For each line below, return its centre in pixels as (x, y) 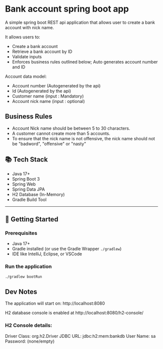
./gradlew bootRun (24, 277)
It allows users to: (23, 37)
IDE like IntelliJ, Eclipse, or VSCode (47, 254)
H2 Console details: (29, 325)
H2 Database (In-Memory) (38, 194)
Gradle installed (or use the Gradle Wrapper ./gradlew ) (67, 249)
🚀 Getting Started (32, 219)
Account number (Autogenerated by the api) (56, 85)
